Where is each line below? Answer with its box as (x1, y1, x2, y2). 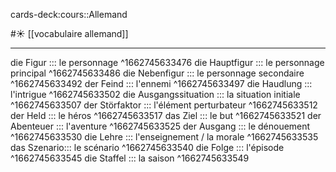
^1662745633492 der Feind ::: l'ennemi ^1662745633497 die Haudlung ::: (10, 78, 313, 89)
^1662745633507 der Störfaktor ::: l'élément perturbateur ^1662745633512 (10, 99, 318, 111)
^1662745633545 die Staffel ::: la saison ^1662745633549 (10, 152, 250, 164)
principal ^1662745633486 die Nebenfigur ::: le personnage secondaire (10, 67, 305, 79)
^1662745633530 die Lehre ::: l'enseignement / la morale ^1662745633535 (10, 131, 319, 143)
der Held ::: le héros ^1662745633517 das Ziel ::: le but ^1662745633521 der (10, 110, 322, 121)
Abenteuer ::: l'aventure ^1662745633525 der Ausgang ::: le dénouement (10, 120, 311, 132)
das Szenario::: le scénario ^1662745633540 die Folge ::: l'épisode (10, 142, 285, 153)
